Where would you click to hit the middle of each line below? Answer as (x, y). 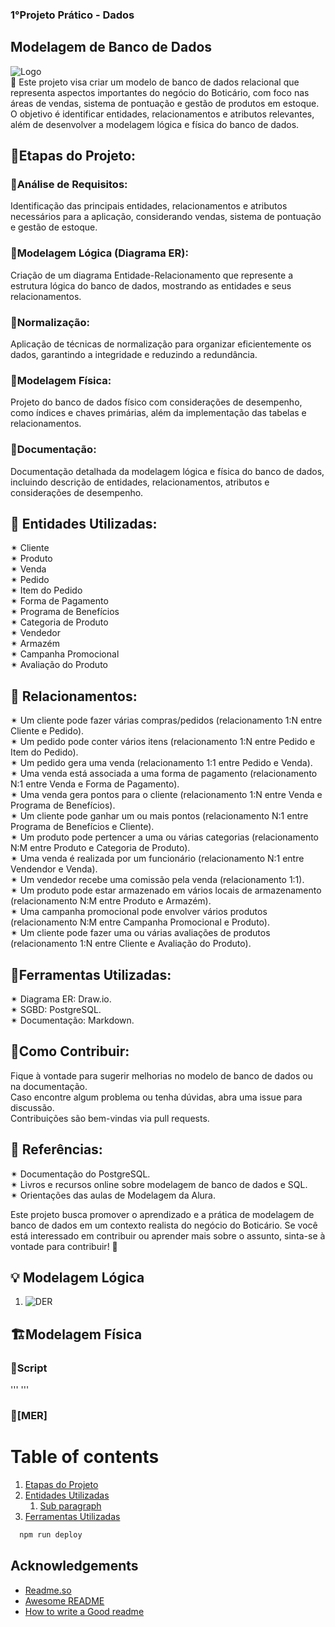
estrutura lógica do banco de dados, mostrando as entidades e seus (151, 285)
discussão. (32, 1107)
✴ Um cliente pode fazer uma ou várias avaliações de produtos (140, 933)
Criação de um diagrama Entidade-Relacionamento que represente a (151, 275)
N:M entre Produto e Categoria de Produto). (100, 848)
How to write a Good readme (84, 1611)
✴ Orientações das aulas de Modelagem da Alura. (113, 1195)
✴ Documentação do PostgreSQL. (80, 1174)
